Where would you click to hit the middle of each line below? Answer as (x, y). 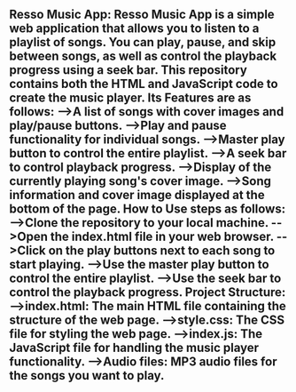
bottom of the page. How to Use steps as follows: (148, 209)
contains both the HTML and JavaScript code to (144, 84)
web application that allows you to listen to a (134, 29)
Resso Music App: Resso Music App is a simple (142, 15)
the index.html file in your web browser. (162, 237)
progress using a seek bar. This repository (129, 70)
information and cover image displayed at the (137, 195)
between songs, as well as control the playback (143, 56)
